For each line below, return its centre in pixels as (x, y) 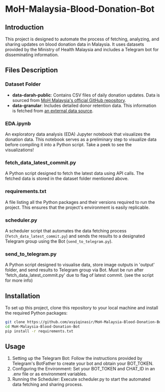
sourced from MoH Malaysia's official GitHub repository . (69, 100)
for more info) (19, 280)
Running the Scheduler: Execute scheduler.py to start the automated (81, 379)
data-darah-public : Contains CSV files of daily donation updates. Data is (86, 95)
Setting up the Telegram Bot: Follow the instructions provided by (77, 359)
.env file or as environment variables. (50, 374)
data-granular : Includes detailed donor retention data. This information (84, 105)
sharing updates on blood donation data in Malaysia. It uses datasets (75, 44)
